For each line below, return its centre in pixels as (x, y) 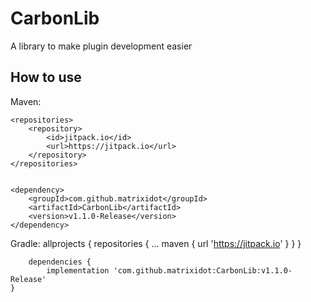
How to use (46, 77)
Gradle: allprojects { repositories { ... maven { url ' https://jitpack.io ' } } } (156, 243)
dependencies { (60, 262)
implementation (78, 270)
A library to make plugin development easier (101, 46)
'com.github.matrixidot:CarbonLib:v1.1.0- (203, 270)
